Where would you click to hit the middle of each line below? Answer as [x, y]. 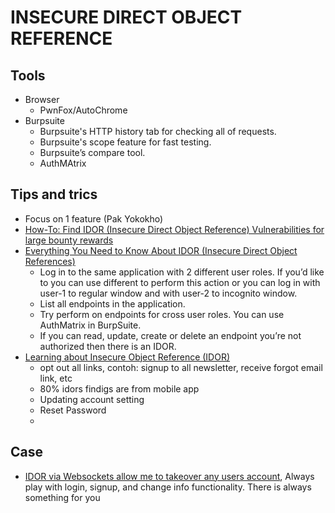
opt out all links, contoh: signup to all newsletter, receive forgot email [181, 367]
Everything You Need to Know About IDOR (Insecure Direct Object [161, 250]
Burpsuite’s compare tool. [92, 152]
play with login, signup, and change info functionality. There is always [168, 487]
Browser [42, 99]
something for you [62, 497]
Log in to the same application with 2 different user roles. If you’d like [182, 272]
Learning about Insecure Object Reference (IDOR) [127, 357]
